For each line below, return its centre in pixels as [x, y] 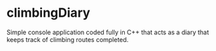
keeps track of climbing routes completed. [68, 39]
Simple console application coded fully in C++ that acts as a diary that [108, 32]
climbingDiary [48, 13]
